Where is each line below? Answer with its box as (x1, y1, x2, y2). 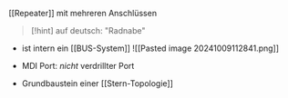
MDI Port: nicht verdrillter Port (21, 61, 135, 71)
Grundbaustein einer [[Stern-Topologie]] (21, 78, 174, 89)
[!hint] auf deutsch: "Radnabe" (30, 25, 146, 35)
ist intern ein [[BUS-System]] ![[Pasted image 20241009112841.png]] (21, 43, 280, 54)
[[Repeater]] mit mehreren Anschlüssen (8, 8, 157, 18)
